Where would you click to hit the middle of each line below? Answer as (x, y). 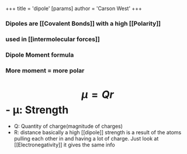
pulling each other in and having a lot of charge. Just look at (86, 138)
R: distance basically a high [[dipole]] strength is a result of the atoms (98, 132)
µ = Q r (98, 94)
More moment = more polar (45, 71)
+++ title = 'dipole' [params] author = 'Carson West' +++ (74, 8)
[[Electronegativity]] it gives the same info (64, 145)
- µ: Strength (37, 110)
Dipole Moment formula (40, 55)
